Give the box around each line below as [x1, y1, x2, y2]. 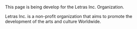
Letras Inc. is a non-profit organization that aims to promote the [5, 14, 133, 19]
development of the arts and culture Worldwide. [5, 19, 101, 24]
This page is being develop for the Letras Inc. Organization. [5, 4, 124, 10]
